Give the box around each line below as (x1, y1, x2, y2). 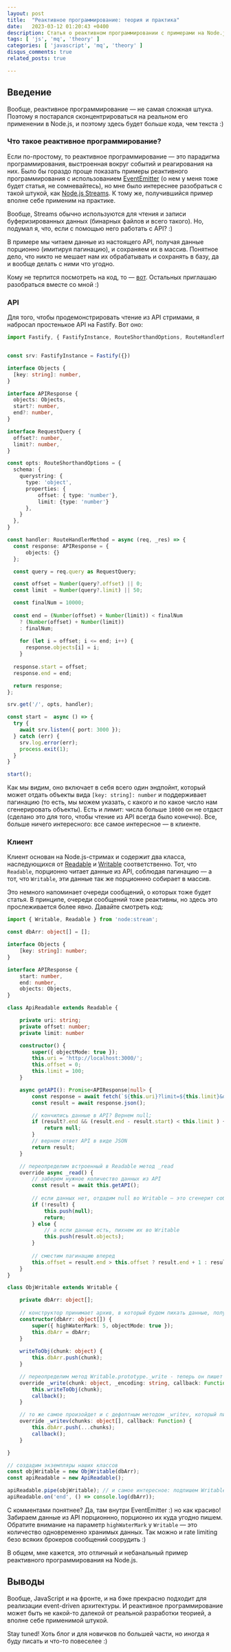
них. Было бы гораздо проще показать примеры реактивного (7, 167, 188, 175)
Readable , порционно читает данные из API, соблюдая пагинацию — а (7, 867, 212, 876)
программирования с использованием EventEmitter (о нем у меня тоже (7, 174, 219, 183)
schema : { (13, 466, 41, 473)
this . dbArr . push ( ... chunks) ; (32, 1424, 115, 1431)
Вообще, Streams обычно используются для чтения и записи (7, 210, 186, 218)
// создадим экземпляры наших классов (7, 1462, 118, 1469)
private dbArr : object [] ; (19, 1297, 94, 1304)
